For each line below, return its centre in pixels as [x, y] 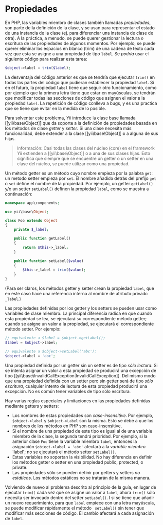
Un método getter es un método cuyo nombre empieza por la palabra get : [79, 173]
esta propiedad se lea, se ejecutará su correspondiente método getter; [76, 319]
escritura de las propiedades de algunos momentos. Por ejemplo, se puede [80, 43]
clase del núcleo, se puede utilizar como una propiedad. [73, 164]
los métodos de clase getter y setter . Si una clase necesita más [68, 128]
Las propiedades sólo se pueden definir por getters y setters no [76, 472]
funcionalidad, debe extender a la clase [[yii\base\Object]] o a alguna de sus [81, 133]
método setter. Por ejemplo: [33, 329]
